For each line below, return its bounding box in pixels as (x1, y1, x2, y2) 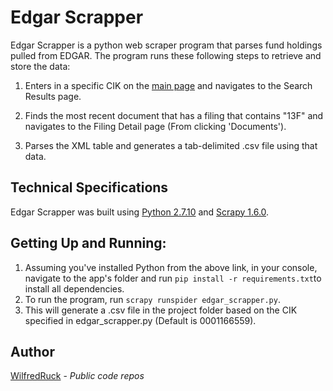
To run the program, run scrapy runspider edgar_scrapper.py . (24, 293, 281, 305)
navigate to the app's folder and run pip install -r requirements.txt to (24, 272, 322, 284)
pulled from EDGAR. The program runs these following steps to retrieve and (10, 49, 322, 61)
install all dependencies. (24, 282, 125, 295)
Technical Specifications (10, 179, 169, 196)
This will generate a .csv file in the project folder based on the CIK (24, 304, 298, 316)
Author (10, 343, 55, 360)
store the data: (10, 60, 71, 72)
